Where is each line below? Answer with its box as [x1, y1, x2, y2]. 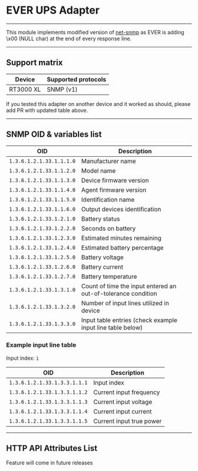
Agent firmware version [81, 186, 147, 194]
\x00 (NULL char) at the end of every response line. [6, 35, 131, 42]
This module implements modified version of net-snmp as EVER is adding [6, 28, 184, 36]
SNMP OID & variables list [6, 130, 102, 140]
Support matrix [6, 57, 63, 68]
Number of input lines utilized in [81, 299, 169, 307]
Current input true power [93, 417, 162, 425]
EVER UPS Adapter [6, 4, 100, 17]
